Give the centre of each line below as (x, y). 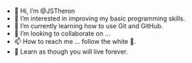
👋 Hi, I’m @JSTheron (44, 11)
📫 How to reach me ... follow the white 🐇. (75, 41)
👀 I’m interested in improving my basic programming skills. (100, 18)
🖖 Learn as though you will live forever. (71, 52)
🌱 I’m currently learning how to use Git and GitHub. (89, 26)
